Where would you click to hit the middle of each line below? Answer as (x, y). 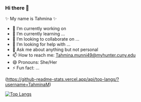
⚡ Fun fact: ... (26, 68)
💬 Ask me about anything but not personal (55, 50)
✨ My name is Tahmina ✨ (31, 19)
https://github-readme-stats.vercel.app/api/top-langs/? (63, 79)
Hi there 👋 (17, 8)
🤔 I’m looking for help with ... (41, 45)
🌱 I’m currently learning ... (39, 34)
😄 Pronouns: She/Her (35, 62)
